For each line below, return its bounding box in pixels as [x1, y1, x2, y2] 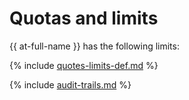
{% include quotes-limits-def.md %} [9, 59, 159, 71]
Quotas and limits [9, 7, 159, 30]
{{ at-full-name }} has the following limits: [9, 40, 180, 52]
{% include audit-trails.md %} [9, 78, 132, 91]
